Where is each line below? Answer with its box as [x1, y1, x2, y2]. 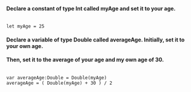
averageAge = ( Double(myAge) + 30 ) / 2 [6, 80, 113, 86]
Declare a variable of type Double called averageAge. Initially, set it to [6, 36, 185, 43]
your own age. [6, 42, 44, 49]
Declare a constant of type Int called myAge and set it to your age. [6, 5, 176, 12]
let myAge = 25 [6, 23, 45, 29]
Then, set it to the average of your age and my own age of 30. [6, 56, 164, 63]
